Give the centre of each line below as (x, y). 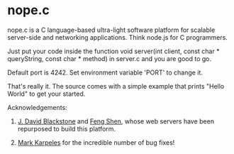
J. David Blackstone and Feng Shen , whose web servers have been (116, 121)
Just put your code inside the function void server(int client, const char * (113, 51)
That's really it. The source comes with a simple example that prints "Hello (116, 86)
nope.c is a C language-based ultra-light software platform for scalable (111, 30)
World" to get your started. (46, 94)
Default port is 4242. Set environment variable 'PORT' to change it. (105, 72)
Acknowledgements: (37, 107)
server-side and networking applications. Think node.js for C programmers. (118, 37)
